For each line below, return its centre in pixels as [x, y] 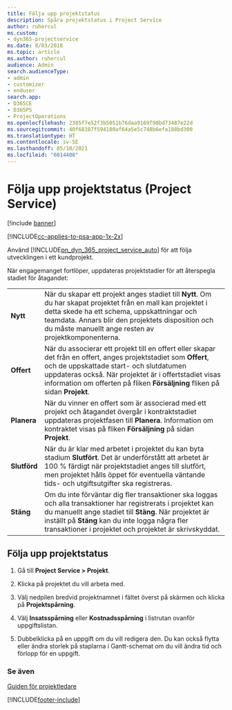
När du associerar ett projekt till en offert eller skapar [130, 348]
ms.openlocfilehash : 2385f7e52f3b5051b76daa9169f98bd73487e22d [100, 123]
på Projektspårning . [46, 604]
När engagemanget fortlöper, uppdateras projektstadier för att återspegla [111, 270]
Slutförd [24, 466]
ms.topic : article [33, 53]
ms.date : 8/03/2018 [35, 46]
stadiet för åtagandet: [38, 278]
